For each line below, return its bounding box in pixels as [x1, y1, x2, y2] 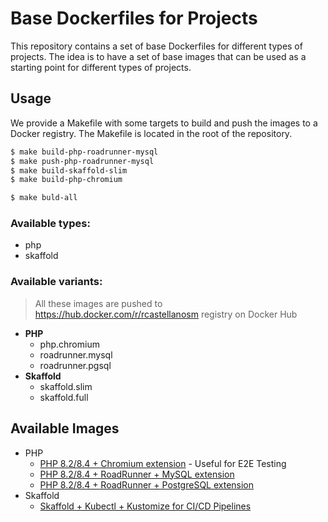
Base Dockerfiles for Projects [10, 7, 258, 30]
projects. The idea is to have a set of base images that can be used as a [10, 50, 307, 62]
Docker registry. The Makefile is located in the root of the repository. [10, 127, 293, 139]
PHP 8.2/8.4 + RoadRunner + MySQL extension [39, 468, 235, 480]
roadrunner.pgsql [39, 359, 112, 371]
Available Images [10, 420, 120, 437]
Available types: [10, 217, 91, 231]
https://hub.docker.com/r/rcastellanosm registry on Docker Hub [34, 308, 298, 320]
